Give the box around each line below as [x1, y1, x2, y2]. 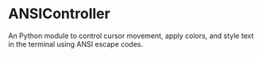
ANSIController [8, 5, 111, 23]
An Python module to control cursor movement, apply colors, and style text [8, 31, 254, 40]
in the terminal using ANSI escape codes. [8, 39, 144, 48]
